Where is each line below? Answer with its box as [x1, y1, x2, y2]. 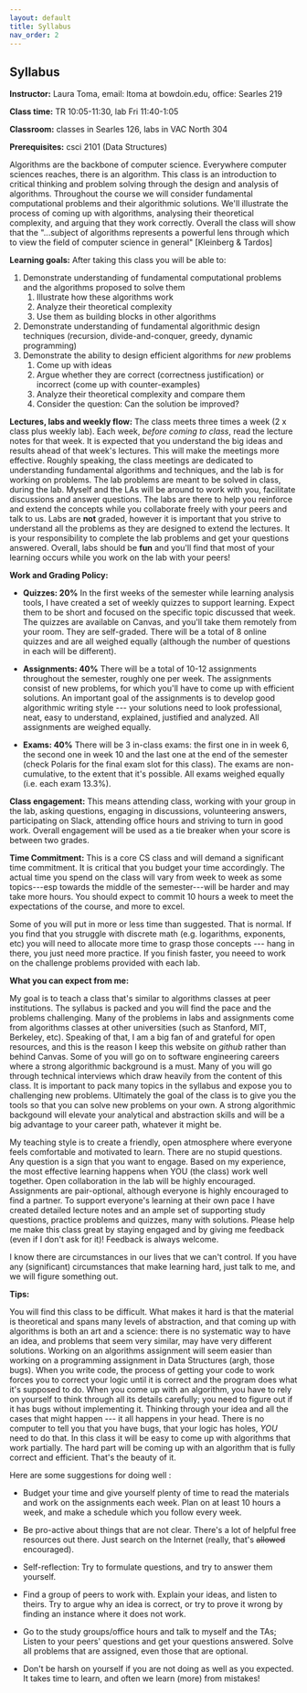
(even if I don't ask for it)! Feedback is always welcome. [9, 1234, 219, 1245]
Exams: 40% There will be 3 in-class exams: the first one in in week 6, [22, 739, 290, 750]
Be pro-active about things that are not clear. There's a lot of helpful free [22, 1525, 297, 1536]
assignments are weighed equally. [22, 722, 152, 733]
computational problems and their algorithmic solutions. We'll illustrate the [9, 198, 289, 209]
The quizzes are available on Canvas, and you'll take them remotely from [22, 617, 297, 628]
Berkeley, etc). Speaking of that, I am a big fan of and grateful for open [9, 1032, 276, 1042]
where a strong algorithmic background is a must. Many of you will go [9, 1061, 272, 1072]
